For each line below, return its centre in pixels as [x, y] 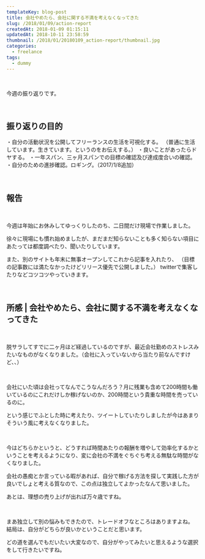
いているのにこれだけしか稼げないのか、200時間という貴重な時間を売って [99, 394]
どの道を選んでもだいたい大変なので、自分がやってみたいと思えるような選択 [102, 542]
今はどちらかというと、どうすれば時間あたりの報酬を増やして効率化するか [100, 448]
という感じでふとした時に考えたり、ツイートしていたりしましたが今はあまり [103, 415]
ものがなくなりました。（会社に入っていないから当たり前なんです [104, 354]
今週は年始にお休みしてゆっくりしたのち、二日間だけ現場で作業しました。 [100, 226]
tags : [13, 57]
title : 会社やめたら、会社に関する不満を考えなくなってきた [73, 18]
